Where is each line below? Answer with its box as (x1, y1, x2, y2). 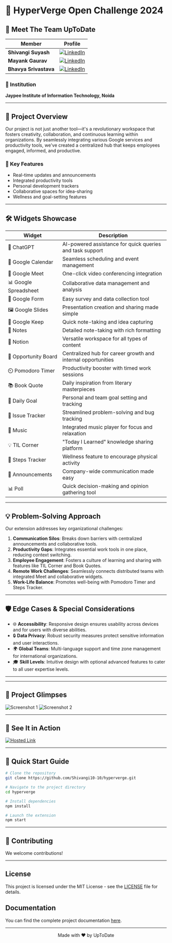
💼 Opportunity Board (8, 353, 58, 360)
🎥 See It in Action (5, 724, 60, 733)
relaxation (62, 430, 86, 437)
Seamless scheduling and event (62, 255, 139, 263)
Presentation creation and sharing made (62, 304, 159, 311)
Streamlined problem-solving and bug (62, 409, 155, 416)
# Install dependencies (5, 798, 56, 804)
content (62, 342, 81, 349)
